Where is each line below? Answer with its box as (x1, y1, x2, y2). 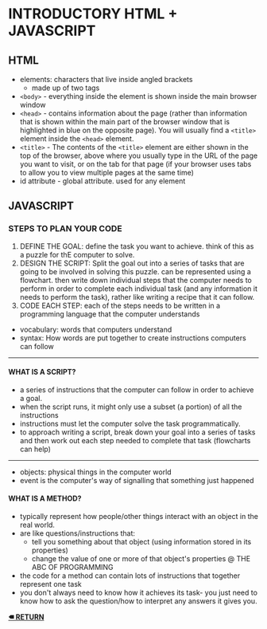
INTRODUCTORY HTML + (8, 5, 178, 23)
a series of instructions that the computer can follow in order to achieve (19, 384, 254, 395)
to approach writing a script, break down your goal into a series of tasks (19, 427, 256, 437)
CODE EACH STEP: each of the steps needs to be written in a (19, 301, 221, 310)
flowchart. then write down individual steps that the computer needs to (19, 275, 252, 285)
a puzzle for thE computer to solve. (19, 250, 135, 259)
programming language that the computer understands (19, 309, 200, 319)
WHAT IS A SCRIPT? (8, 368, 76, 377)
